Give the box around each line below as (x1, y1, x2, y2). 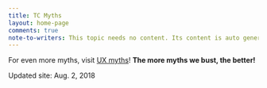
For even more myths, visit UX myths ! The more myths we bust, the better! (8, 55, 256, 65)
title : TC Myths (8, 11, 62, 20)
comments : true (8, 26, 59, 34)
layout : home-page (8, 19, 69, 27)
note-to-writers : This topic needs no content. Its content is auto (8, 33, 240, 42)
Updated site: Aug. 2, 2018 (8, 71, 95, 80)
